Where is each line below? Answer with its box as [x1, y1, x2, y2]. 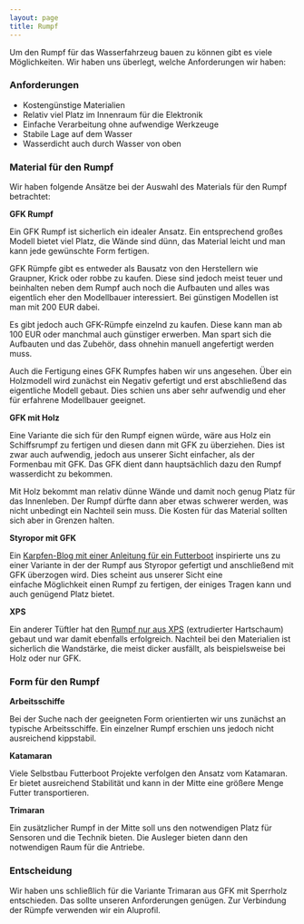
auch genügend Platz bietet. [9, 589, 115, 600]
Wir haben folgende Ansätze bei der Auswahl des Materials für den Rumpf [9, 182, 288, 192]
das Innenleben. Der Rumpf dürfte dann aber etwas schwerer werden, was [9, 496, 289, 506]
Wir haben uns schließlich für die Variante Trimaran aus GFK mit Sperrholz [9, 885, 288, 896]
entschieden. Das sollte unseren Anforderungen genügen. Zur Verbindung [9, 895, 287, 906]
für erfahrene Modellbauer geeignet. [9, 395, 146, 406]
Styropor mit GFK [9, 533, 77, 544]
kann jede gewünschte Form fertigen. [9, 246, 150, 257]
